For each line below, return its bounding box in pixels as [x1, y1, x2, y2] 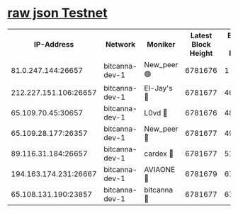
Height [189, 48, 213, 58]
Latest [190, 30, 212, 40]
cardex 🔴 [144, 149, 174, 159]
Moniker [147, 39, 176, 49]
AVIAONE [144, 164, 176, 174]
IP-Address [33, 39, 74, 49]
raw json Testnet [7, 5, 108, 21]
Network [105, 39, 136, 49]
